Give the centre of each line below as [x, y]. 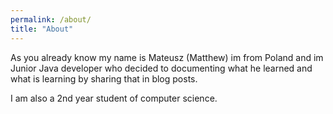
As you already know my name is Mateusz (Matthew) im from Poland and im [167, 57]
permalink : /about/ [51, 19]
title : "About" [42, 29]
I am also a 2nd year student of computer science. [114, 98]
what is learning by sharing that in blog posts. [104, 78]
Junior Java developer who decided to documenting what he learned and [161, 68]
